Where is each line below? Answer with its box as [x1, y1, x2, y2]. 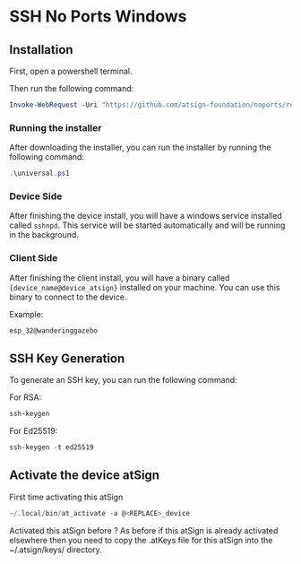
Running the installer [9, 121, 102, 134]
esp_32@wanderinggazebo [9, 325, 99, 335]
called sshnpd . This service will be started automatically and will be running [9, 220, 286, 230]
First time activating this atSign [9, 491, 124, 502]
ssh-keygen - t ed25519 [9, 443, 94, 452]
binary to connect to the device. [9, 291, 127, 302]
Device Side [9, 190, 63, 203]
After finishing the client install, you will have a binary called [9, 272, 230, 283]
